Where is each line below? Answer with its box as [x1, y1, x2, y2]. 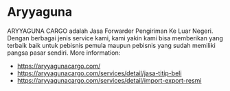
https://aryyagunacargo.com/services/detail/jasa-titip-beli [16, 69, 182, 77]
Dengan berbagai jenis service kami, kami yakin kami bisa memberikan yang [7, 34, 223, 42]
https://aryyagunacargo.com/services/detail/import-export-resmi [16, 76, 202, 84]
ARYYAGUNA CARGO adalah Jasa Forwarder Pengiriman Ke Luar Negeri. [7, 27, 214, 35]
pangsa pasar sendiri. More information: [7, 49, 121, 57]
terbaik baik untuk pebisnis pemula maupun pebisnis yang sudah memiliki [7, 41, 216, 49]
